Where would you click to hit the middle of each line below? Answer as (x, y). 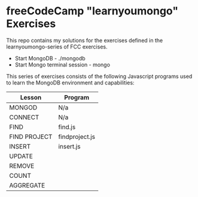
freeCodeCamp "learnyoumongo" (92, 11)
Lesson (31, 97)
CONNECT (24, 117)
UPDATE (21, 156)
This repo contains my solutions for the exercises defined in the (85, 40)
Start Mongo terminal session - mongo (63, 65)
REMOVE (22, 166)
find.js (67, 127)
